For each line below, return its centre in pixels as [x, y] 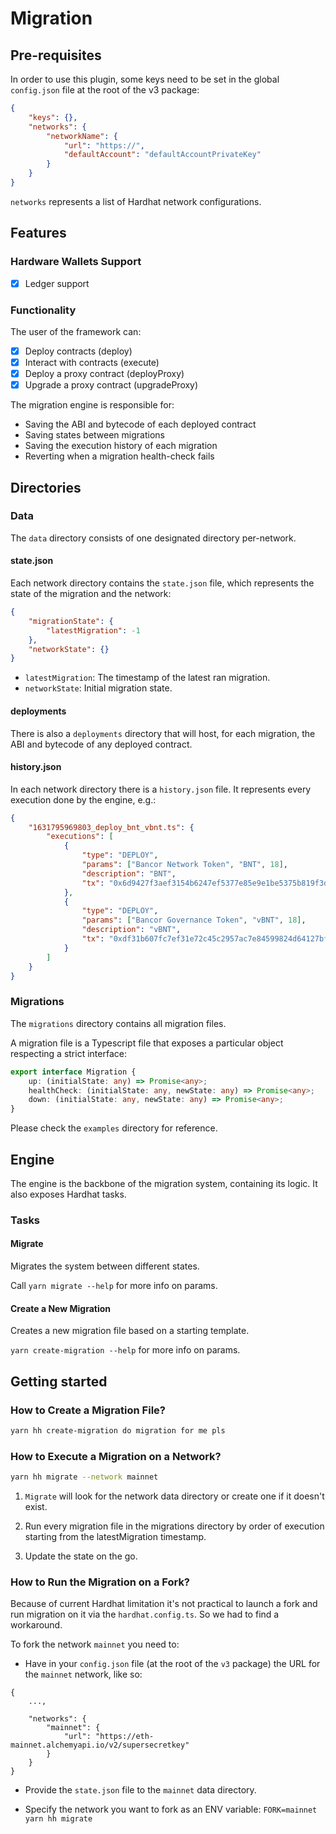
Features [38, 233]
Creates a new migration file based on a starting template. [130, 1331]
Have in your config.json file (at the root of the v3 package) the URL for [172, 1664]
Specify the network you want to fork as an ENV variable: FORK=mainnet [171, 1809]
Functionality [43, 310]
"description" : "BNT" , [129, 873]
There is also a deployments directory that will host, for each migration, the [163, 733]
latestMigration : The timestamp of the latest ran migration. [147, 678]
